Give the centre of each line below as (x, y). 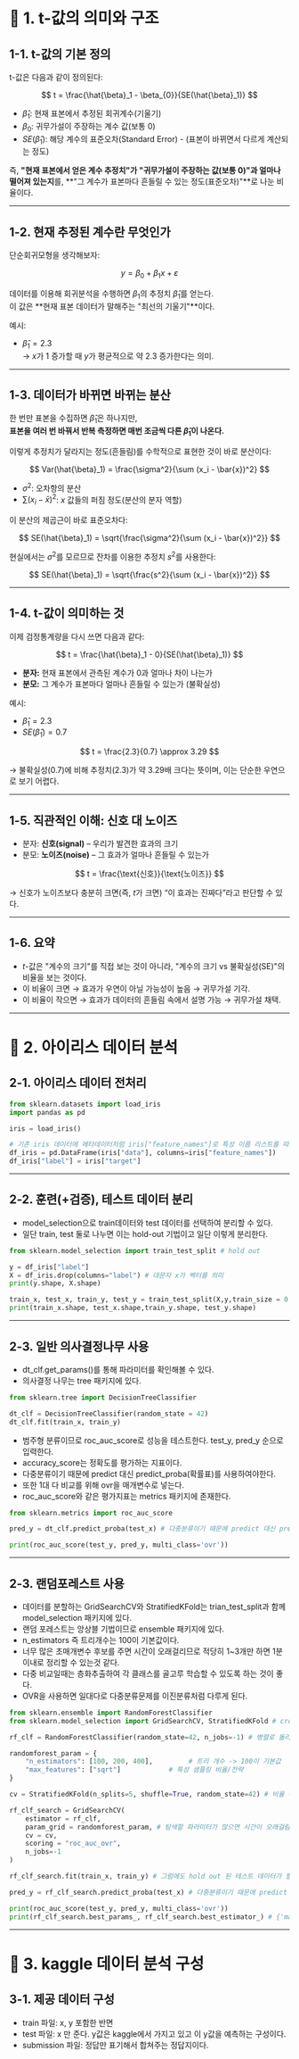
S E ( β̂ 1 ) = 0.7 (44, 733)
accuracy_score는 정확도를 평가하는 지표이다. (102, 1462)
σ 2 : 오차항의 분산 (52, 487)
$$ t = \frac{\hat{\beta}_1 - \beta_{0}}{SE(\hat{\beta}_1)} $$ (149, 95)
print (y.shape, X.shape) (55, 1283)
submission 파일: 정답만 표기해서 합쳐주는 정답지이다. (115, 2045)
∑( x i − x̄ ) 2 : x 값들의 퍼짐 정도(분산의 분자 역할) (102, 500)
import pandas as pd (48, 1112)
